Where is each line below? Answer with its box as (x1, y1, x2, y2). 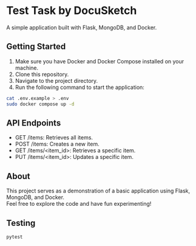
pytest (6, 234, 23, 240)
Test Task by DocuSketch (6, 4, 137, 18)
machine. (15, 64, 39, 71)
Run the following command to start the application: (15, 83, 144, 91)
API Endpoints (6, 118, 61, 128)
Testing (6, 217, 36, 228)
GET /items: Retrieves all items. (15, 134, 93, 141)
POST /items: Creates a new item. (15, 141, 100, 148)
